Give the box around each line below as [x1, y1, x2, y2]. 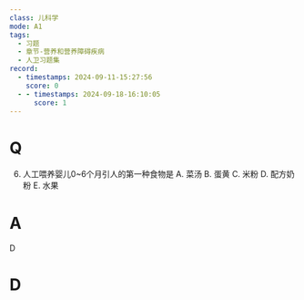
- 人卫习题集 [17, 56, 61, 65]
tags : [9, 30, 30, 39]
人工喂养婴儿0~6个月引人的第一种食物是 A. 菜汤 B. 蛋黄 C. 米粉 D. [22, 169, 269, 180]
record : [9, 65, 39, 74]
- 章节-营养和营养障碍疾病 [17, 47, 105, 57]
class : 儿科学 [9, 13, 59, 23]
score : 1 [33, 98, 67, 108]
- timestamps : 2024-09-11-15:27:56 [17, 73, 153, 82]
